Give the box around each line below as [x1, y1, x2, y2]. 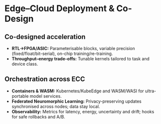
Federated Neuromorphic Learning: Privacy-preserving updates [11, 98, 142, 104]
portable [11, 93, 29, 99]
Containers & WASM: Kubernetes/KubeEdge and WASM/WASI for [11, 88, 144, 94]
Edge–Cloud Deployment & [4, 3, 115, 14]
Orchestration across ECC [4, 75, 86, 83]
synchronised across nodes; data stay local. [11, 103, 100, 109]
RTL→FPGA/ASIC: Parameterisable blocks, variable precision [11, 46, 135, 51]
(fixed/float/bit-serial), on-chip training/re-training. [11, 51, 113, 56]
